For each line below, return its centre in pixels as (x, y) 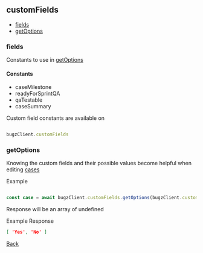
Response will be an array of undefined (55, 209)
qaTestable (29, 100)
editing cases (23, 169)
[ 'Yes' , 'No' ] (27, 232)
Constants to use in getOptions (45, 60)
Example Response (30, 221)
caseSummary (33, 107)
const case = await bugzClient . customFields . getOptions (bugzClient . (94, 198)
